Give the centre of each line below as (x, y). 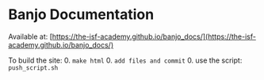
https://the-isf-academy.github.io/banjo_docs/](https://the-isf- (154, 36)
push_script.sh (33, 68)
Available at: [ (31, 36)
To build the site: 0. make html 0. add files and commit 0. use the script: (125, 60)
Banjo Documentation (81, 15)
